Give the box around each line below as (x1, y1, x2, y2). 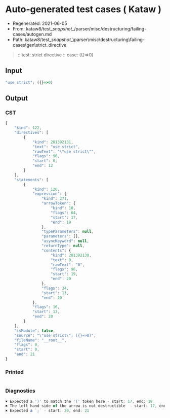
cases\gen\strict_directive (12, 42, 67, 48)
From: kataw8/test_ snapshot (12, 25, 72, 31)
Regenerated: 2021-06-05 (12, 20, 67, 26)
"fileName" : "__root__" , (14, 337, 67, 343)
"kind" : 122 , (14, 125, 42, 130)
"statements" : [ (14, 177, 49, 182)
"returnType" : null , (41, 243, 85, 249)
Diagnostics (5, 387, 35, 394)
